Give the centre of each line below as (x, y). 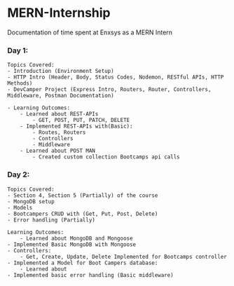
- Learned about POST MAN (58, 151)
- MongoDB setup (31, 201)
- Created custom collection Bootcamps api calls (106, 157)
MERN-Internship (59, 13)
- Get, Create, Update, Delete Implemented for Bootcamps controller (124, 257)
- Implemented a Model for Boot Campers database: (83, 263)
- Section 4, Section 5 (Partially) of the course (83, 195)
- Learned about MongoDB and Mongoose (76, 238)
